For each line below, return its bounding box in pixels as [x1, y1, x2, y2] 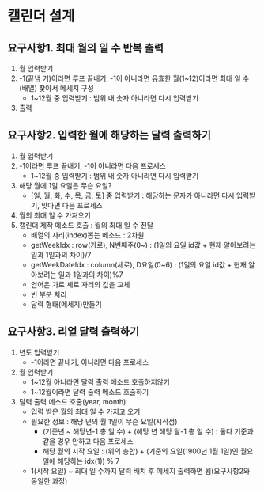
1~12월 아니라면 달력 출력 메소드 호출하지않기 [30, 377, 171, 386]
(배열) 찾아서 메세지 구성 [18, 84, 94, 93]
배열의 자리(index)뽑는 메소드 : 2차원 [30, 230, 145, 240]
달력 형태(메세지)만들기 [30, 299, 102, 309]
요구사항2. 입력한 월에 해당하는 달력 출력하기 [7, 128, 211, 142]
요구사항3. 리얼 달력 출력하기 [7, 325, 140, 339]
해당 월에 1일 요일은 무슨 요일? [18, 180, 112, 190]
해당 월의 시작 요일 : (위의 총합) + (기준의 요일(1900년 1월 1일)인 [42, 446, 239, 456]
